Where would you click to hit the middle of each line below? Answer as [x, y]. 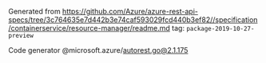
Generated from [35, 11]
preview [21, 35]
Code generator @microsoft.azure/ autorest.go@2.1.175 [98, 50]
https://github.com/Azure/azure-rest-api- [130, 11]
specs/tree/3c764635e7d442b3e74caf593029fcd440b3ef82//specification [133, 20]
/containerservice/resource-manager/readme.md [89, 28]
